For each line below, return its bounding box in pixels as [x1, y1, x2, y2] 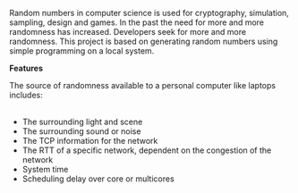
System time [21, 164, 69, 174]
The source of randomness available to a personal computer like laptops [9, 80, 276, 90]
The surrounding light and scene [21, 116, 143, 127]
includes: [9, 89, 43, 100]
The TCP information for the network [21, 136, 158, 146]
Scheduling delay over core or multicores [21, 173, 175, 184]
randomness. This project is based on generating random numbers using [9, 36, 278, 46]
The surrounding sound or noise [21, 126, 141, 137]
